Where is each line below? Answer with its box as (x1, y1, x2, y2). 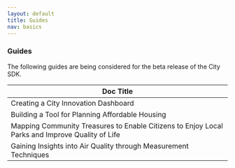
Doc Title (102, 86, 133, 96)
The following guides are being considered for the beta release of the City (7, 62, 220, 71)
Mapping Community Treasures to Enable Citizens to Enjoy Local (10, 120, 224, 130)
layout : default (7, 10, 55, 17)
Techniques (10, 150, 50, 160)
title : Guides (7, 17, 49, 24)
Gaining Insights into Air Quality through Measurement (10, 141, 189, 150)
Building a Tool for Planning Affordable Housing (10, 109, 166, 119)
